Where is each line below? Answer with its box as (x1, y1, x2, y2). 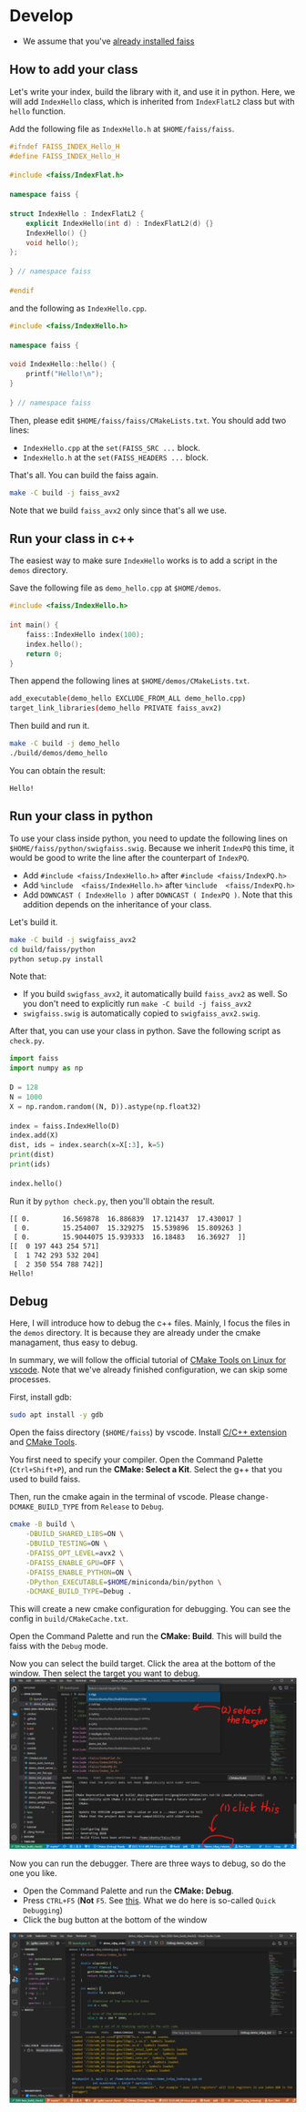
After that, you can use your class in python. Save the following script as (9, 1026, 281, 1037)
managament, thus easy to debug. (9, 1337, 138, 1348)
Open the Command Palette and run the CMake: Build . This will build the (9, 1631, 282, 1642)
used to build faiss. (9, 1473, 81, 1485)
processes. (9, 1374, 52, 1385)
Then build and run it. (9, 721, 90, 732)
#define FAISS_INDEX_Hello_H (9, 151, 120, 160)
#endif (9, 286, 35, 295)
